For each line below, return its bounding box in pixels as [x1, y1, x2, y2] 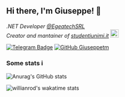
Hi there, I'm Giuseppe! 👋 [6, 6, 102, 16]
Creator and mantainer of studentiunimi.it [6, 32, 109, 39]
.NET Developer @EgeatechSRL [6, 22, 85, 30]
